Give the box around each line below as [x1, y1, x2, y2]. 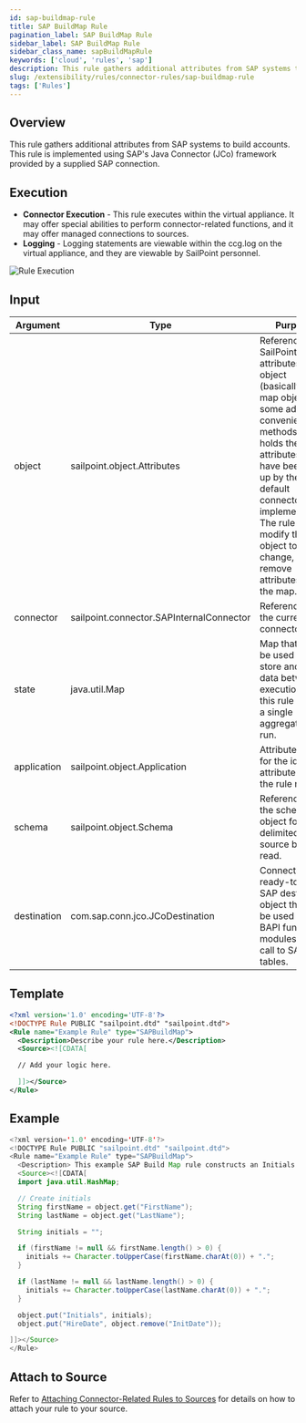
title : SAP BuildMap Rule [9, 22, 107, 31]
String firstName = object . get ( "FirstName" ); [17, 1202, 194, 1212]
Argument [15, 319, 61, 332]
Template [9, 986, 65, 1002]
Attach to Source [9, 1369, 107, 1385]
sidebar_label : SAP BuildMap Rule [9, 38, 141, 48]
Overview [9, 115, 66, 130]
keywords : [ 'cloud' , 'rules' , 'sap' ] [9, 56, 153, 65]
